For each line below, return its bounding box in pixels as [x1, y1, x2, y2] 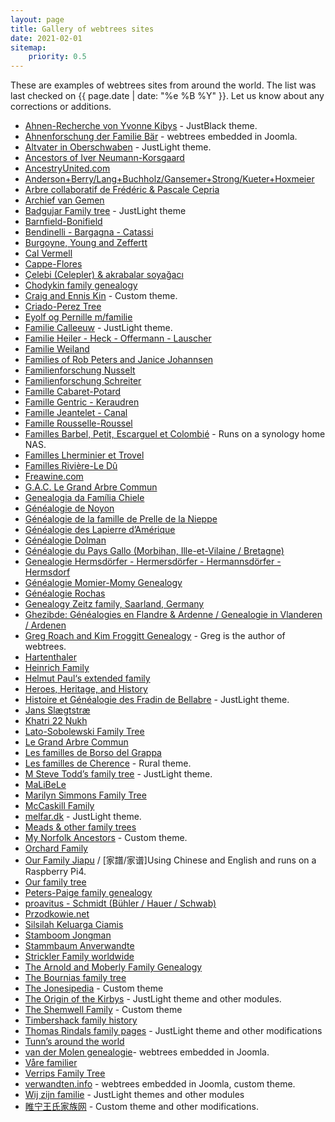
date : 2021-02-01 [10, 33, 83, 43]
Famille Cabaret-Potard [24, 386, 122, 398]
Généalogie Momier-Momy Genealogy [24, 577, 183, 589]
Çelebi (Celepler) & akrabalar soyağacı [24, 269, 184, 281]
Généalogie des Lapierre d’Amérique [24, 524, 176, 536]
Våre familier [24, 1057, 78, 1069]
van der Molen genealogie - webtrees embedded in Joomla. [24, 1046, 270, 1058]
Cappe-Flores [24, 258, 83, 270]
